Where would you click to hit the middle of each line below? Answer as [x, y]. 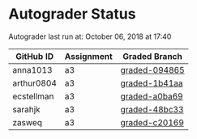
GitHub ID [35, 56]
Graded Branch [152, 56]
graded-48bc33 [152, 109]
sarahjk [26, 109]
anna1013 [32, 69]
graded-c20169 [152, 122]
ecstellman [33, 96]
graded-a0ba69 [152, 96]
